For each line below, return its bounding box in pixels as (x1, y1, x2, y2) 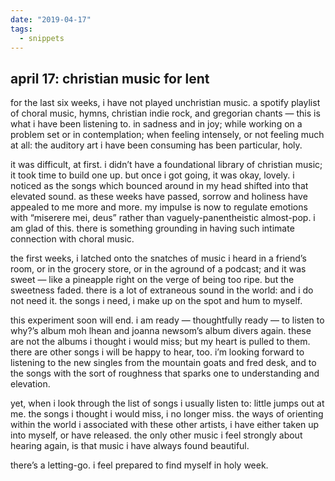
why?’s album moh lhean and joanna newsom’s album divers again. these (10, 325, 312, 337)
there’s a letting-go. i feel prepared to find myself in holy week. (10, 459, 269, 471)
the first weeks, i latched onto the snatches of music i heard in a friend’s (10, 252, 307, 265)
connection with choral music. (10, 233, 135, 245)
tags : (10, 24, 33, 34)
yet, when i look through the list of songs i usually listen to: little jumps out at (10, 397, 325, 410)
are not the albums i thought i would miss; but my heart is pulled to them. (10, 336, 311, 348)
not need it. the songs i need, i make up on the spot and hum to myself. (10, 295, 303, 307)
